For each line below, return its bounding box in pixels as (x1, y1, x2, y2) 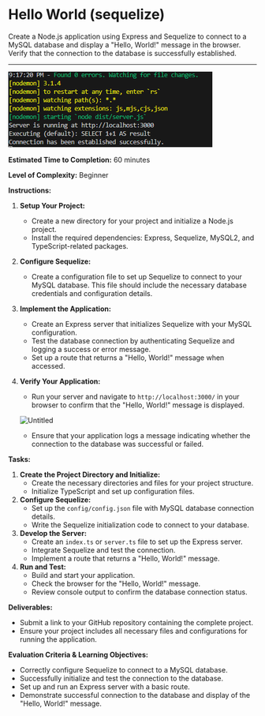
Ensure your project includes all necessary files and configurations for (19, 626, 248, 635)
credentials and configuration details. (31, 288, 153, 298)
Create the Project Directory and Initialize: (19, 470, 161, 479)
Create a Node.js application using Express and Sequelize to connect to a (8, 32, 247, 41)
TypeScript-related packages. (31, 241, 129, 250)
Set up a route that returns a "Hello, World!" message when (31, 353, 225, 362)
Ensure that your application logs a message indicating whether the (31, 430, 251, 440)
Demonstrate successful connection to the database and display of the (19, 690, 251, 699)
